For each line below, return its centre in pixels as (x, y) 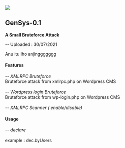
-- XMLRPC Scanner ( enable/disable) (44, 108)
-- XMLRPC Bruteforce (28, 76)
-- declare (16, 130)
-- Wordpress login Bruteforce (36, 92)
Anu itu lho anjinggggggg (31, 54)
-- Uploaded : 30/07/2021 (31, 44)
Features (14, 65)
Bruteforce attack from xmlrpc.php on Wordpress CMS (61, 81)
